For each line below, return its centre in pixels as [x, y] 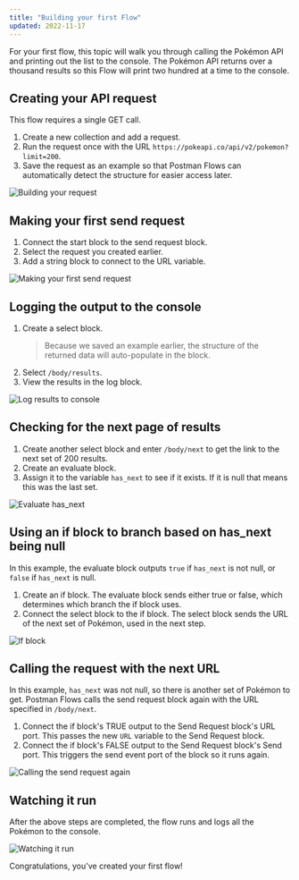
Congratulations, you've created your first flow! [96, 866]
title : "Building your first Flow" [75, 17]
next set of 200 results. [65, 458]
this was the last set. [60, 487]
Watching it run [53, 800]
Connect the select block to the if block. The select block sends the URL [155, 613]
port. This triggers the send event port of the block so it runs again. [146, 755]
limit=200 [41, 157]
